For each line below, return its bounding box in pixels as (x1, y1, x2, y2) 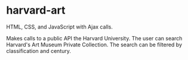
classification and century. (6, 47, 72, 54)
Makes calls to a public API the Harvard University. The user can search (6, 34, 183, 42)
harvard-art (6, 4, 66, 17)
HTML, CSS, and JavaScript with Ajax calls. (6, 23, 113, 30)
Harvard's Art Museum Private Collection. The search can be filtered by (6, 41, 183, 48)
